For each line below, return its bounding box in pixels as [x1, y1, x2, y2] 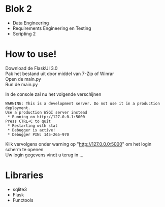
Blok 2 [5, 3, 32, 15]
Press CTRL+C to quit [5, 119, 51, 124]
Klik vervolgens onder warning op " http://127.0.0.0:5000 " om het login [5, 141, 152, 147]
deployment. [5, 105, 30, 111]
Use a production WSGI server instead [5, 110, 87, 115]
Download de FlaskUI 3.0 [5, 65, 58, 71]
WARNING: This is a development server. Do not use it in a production [5, 101, 160, 106]
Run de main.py [5, 81, 38, 87]
